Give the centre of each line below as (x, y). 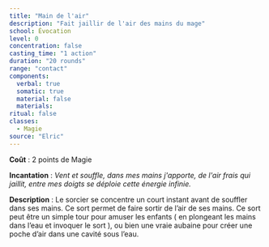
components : (29, 76)
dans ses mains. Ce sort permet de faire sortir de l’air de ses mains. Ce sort (135, 208)
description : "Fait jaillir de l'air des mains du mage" (107, 23)
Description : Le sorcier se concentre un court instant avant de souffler (128, 199)
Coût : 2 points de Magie (51, 160)
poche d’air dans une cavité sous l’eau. (74, 234)
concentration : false (46, 46)
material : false (44, 99)
